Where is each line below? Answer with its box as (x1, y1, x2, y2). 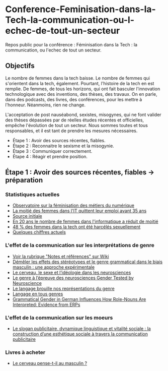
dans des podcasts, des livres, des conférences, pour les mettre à (5, 96, 142, 102)
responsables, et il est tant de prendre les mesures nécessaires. (5, 128, 138, 134)
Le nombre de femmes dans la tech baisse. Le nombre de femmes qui (5, 75, 150, 81)
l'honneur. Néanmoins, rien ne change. (5, 102, 86, 108)
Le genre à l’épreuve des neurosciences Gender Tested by (12, 275, 134, 281)
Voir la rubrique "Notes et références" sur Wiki (12, 253, 109, 259)
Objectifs (5, 61, 35, 70)
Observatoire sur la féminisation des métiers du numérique (12, 203, 135, 209)
